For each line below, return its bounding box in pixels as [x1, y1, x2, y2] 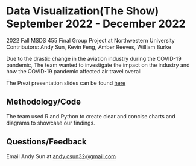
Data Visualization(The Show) [6, 4, 159, 18]
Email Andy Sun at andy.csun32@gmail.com [6, 152, 116, 160]
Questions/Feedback [6, 137, 87, 147]
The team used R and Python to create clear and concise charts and [6, 112, 176, 120]
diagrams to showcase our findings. [6, 119, 95, 126]
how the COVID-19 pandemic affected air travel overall [6, 67, 142, 75]
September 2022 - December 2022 [6, 17, 186, 31]
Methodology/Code [6, 97, 81, 107]
